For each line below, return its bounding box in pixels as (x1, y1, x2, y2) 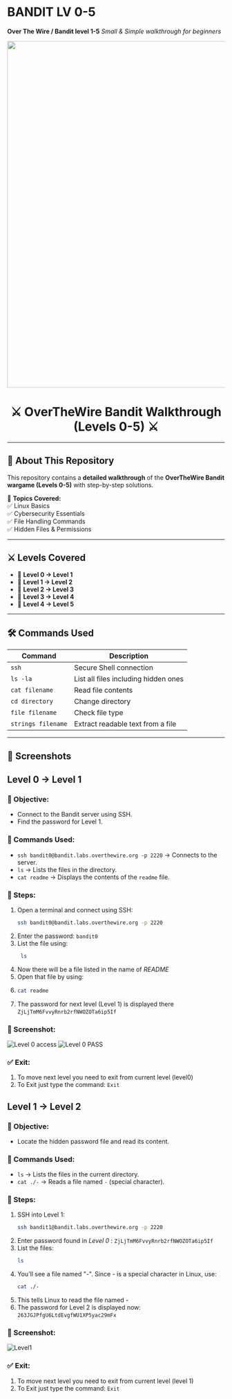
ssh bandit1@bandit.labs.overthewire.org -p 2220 (17, 1224, 164, 1231)
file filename (10, 709, 57, 717)
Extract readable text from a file (73, 719, 177, 729)
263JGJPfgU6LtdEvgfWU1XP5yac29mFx (17, 1312, 117, 1319)
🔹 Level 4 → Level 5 (17, 600, 75, 608)
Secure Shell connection (73, 663, 153, 672)
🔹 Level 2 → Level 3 (17, 585, 74, 593)
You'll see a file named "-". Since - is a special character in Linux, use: (17, 1270, 217, 1278)
